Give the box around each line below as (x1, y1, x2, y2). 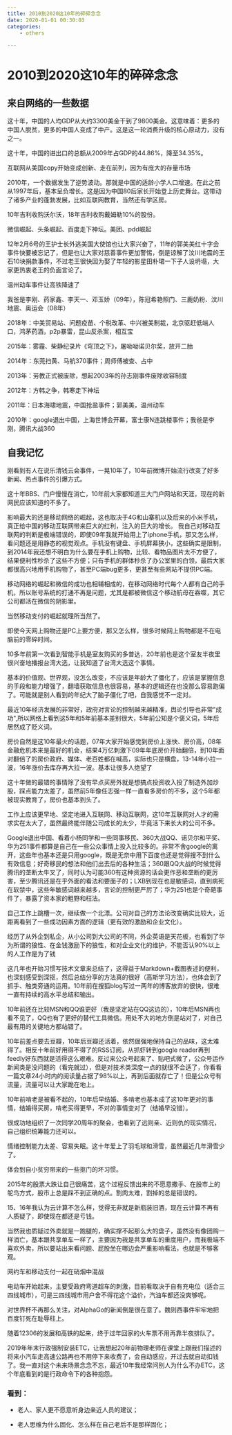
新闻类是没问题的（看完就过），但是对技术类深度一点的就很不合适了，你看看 (7, 1063, 222, 1071)
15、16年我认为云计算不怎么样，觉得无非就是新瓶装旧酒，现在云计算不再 (7, 1204, 213, 1212)
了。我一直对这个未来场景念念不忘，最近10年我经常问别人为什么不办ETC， (7, 1361, 219, 1369)
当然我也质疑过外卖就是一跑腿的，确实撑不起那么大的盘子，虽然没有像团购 (7, 1227, 219, 1235)
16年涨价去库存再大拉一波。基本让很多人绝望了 (19, 764, 153, 772)
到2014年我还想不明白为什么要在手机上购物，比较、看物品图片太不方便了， (7, 548, 221, 556)
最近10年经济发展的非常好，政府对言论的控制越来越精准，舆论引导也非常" (7, 705, 216, 714)
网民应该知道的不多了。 (7, 498, 74, 507)
